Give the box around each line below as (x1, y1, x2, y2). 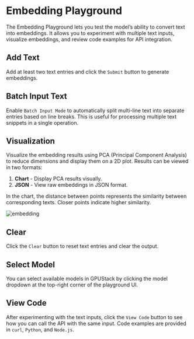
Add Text (6, 53, 40, 62)
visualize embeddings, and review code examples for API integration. (6, 36, 172, 43)
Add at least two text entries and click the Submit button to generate (6, 68, 169, 75)
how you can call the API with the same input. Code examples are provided (6, 320, 187, 327)
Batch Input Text (6, 92, 67, 102)
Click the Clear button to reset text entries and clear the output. (6, 243, 159, 250)
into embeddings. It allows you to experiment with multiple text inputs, (6, 29, 175, 36)
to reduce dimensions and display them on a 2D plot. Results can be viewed (6, 158, 189, 165)
